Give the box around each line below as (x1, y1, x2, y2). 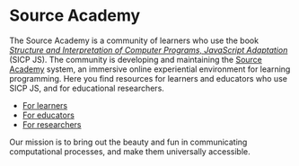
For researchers (22, 118, 82, 130)
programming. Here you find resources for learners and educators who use (9, 73, 287, 83)
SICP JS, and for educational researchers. (9, 83, 164, 93)
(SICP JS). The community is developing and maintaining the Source (9, 54, 263, 65)
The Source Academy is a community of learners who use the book (9, 35, 259, 46)
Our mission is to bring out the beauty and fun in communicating (9, 136, 248, 147)
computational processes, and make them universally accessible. (9, 145, 251, 157)
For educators (22, 109, 75, 120)
